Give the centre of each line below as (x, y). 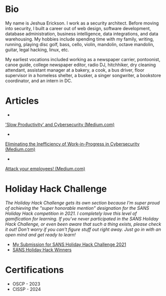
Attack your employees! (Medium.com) (45, 168)
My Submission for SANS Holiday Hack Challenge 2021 (69, 244)
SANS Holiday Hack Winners (42, 249)
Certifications (34, 270)
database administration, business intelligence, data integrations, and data (82, 34)
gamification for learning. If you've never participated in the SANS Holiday (82, 218)
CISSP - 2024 (26, 289)
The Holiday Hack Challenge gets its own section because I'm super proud (82, 203)
